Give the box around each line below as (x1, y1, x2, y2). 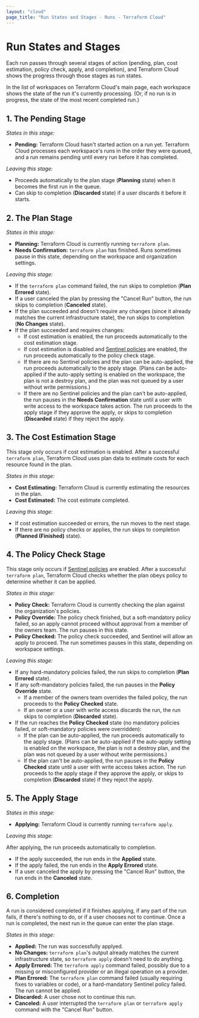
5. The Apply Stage (6, 793, 78, 804)
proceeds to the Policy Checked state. (23, 700, 119, 707)
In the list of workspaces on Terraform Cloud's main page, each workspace (6, 84, 191, 91)
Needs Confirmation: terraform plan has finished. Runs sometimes (14, 246, 181, 254)
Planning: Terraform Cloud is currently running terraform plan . (14, 241, 170, 248)
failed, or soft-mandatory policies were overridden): (14, 725, 141, 732)
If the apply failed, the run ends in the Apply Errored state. (14, 861, 159, 869)
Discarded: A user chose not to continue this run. (14, 994, 137, 1001)
